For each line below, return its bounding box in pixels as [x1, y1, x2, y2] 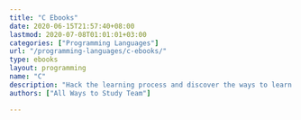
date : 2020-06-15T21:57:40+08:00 [9, 22, 135, 31]
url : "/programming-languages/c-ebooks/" [9, 47, 168, 56]
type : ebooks [9, 55, 59, 64]
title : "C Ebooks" [9, 13, 78, 23]
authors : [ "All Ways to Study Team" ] [9, 88, 151, 97]
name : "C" [9, 72, 47, 81]
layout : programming [9, 64, 87, 73]
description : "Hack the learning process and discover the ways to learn [9, 80, 293, 89]
